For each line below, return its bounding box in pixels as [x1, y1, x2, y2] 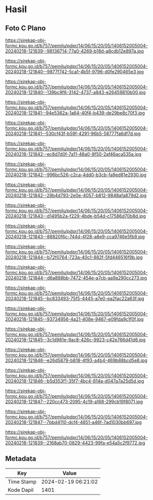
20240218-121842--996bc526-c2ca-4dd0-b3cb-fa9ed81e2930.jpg [5, 172, 146, 178]
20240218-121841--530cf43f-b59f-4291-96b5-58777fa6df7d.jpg [5, 130, 141, 137]
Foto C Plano [5, 24, 46, 32]
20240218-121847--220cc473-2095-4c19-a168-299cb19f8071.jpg [5, 398, 143, 405]
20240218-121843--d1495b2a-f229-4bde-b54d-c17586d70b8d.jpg [5, 213, 146, 219]
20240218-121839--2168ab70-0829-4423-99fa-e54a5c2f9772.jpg [5, 440, 145, 446]
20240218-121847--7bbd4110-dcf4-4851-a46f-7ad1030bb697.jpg [5, 419, 142, 425]
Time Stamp [8, 478, 37, 485]
